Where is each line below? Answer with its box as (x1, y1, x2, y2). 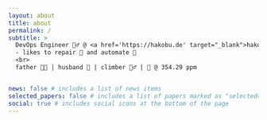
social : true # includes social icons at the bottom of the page (8, 99, 229, 107)
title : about (8, 19, 52, 27)
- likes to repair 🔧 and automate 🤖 (15, 48, 137, 56)
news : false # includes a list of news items (8, 84, 161, 92)
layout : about (8, 11, 56, 20)
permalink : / (8, 26, 52, 34)
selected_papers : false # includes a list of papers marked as (8, 92, 222, 100)
